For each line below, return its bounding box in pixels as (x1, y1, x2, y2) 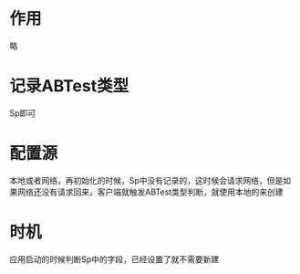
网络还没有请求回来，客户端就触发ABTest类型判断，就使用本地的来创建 (16, 186, 284, 197)
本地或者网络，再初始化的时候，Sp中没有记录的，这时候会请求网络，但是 (9, 174, 284, 185)
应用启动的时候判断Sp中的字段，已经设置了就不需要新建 (9, 253, 220, 265)
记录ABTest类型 (9, 76, 129, 97)
